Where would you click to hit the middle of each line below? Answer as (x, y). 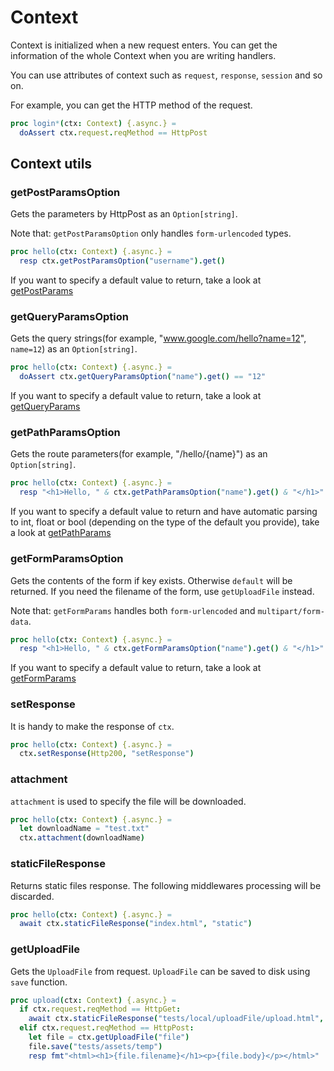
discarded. (32, 896)
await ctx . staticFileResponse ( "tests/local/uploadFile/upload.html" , (176, 1019)
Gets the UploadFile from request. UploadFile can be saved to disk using (160, 971)
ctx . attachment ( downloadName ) (82, 838)
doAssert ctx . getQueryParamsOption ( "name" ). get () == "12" (143, 377)
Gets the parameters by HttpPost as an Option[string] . (124, 214)
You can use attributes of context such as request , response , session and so (166, 75)
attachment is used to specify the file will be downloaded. (128, 801)
